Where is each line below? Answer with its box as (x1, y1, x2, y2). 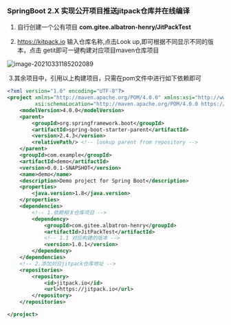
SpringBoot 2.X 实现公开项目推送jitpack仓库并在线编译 (7, 5, 190, 15)
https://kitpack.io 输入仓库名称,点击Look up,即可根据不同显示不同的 (16, 38, 208, 46)
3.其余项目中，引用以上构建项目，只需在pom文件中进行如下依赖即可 (8, 74, 201, 82)
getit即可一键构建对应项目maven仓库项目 (43, 46, 159, 54)
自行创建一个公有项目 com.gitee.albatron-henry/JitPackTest (16, 23, 191, 32)
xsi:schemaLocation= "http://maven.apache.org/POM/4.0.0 (34, 101, 198, 108)
